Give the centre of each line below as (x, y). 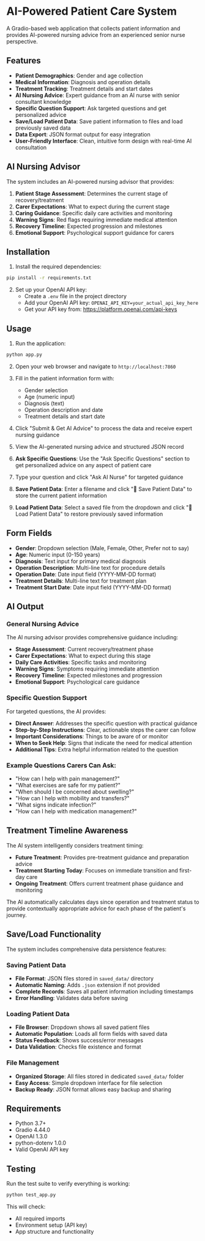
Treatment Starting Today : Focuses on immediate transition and (97, 870)
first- (186, 870)
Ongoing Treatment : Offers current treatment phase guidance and (99, 883)
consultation (31, 147)
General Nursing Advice (43, 624)
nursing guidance (37, 435)
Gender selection (46, 390)
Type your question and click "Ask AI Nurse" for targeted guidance (99, 477)
